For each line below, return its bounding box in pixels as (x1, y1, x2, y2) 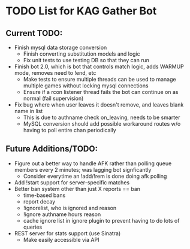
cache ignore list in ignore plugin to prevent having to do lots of (23, 217, 180, 224)
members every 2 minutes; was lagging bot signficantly (14, 166, 152, 173)
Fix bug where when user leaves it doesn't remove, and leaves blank (14, 101, 184, 108)
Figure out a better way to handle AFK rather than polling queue (14, 160, 172, 167)
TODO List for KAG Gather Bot (5, 4, 157, 18)
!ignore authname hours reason (23, 211, 101, 218)
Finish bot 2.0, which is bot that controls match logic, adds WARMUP (14, 63, 184, 70)
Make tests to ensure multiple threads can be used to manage (23, 76, 176, 83)
